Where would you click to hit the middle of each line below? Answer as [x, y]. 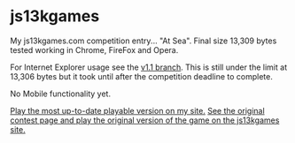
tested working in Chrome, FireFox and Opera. [94, 49]
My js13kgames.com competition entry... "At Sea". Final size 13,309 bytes [144, 41]
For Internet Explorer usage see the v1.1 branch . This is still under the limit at [148, 67]
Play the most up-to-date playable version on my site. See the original [137, 110]
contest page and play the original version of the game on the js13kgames [145, 120]
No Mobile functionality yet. [61, 94]
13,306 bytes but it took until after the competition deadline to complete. [141, 76]
